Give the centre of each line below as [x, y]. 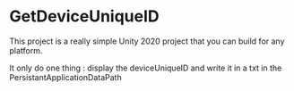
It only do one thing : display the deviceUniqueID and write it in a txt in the [146, 68]
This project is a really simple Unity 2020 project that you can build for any [147, 41]
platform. [26, 50]
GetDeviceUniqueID [84, 17]
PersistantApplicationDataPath [66, 77]
